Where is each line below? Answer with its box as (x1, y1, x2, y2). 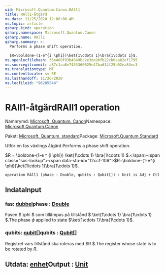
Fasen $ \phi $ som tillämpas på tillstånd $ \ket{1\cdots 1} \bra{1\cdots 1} (5, 212, 152, 218)
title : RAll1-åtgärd (5, 12, 48, 17)
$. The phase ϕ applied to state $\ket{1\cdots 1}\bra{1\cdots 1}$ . (5, 217, 134, 223)
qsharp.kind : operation (5, 26, 54, 31)
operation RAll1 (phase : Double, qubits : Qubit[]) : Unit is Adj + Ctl (5, 172, 160, 177)
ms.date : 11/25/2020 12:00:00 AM (5, 16, 74, 21)
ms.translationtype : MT (5, 67, 54, 72)
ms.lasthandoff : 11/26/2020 (5, 76, 63, 81)
